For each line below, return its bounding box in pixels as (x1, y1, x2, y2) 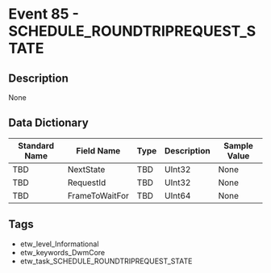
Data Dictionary (8, 116, 89, 130)
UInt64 (164, 190, 191, 201)
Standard (18, 140, 55, 151)
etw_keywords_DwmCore (19, 247, 106, 257)
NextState (67, 163, 106, 174)
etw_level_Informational (19, 239, 99, 249)
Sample (223, 140, 254, 151)
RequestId (67, 177, 106, 188)
